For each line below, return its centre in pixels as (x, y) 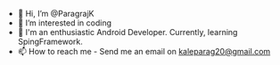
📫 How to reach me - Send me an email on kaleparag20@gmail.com (144, 51)
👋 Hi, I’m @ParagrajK (56, 14)
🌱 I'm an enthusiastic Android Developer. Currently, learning (128, 32)
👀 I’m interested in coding (65, 23)
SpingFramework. (50, 41)
